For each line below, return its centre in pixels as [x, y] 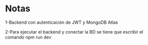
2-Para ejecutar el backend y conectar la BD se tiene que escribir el [74, 32]
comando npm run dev [28, 37]
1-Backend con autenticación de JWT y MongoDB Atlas [62, 22]
